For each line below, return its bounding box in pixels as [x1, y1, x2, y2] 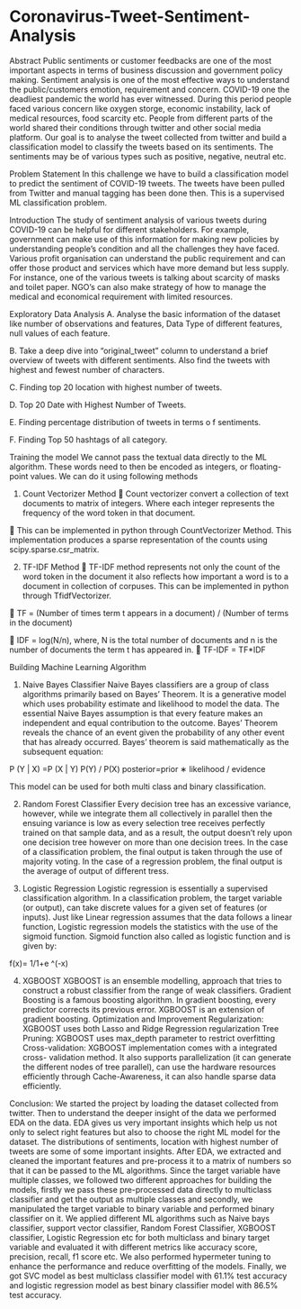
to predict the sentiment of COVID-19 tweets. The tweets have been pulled [9, 177, 285, 188]
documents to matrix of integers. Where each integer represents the [22, 497, 276, 508]
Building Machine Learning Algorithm [9, 661, 146, 672]
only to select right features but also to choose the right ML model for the [9, 1126, 281, 1137]
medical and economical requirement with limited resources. [9, 291, 234, 302]
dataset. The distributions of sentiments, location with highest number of [9, 1136, 279, 1147]
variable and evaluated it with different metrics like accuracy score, [9, 1241, 258, 1252]
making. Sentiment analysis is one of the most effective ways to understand [9, 74, 290, 85]
